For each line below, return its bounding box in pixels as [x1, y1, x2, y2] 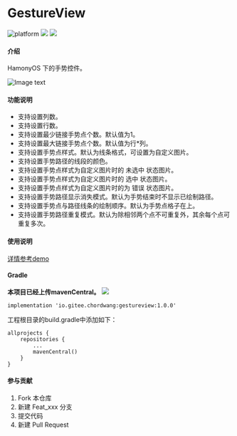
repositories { [20, 336, 65, 343]
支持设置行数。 [17, 121, 62, 130]
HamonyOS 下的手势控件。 [7, 64, 87, 73]
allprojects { [7, 329, 50, 336]
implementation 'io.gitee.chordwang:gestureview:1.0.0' [7, 301, 177, 309]
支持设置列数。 [17, 113, 62, 121]
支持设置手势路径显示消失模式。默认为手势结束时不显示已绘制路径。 [17, 192, 218, 201]
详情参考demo [7, 254, 50, 263]
